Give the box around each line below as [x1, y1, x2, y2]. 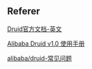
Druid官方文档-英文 [7, 24, 62, 33]
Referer [7, 6, 40, 17]
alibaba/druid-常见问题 [7, 54, 73, 62]
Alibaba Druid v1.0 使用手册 [7, 39, 85, 48]
